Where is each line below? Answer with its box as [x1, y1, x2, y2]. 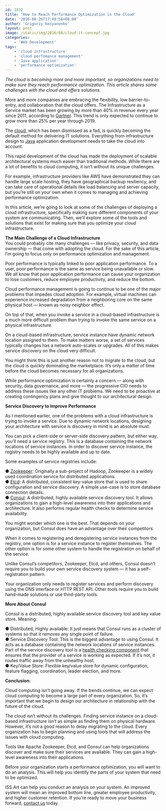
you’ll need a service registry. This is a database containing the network [5, 438, 152, 444]
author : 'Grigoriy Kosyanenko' [5, 21, 70, 26]
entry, [5, 102, 17, 108]
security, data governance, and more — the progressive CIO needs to [5, 383, 147, 389]
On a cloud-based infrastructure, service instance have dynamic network [5, 332, 155, 338]
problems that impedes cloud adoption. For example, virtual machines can [5, 291, 157, 297]
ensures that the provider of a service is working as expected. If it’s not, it [5, 652, 155, 658]
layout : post [5, 26, 32, 31]
